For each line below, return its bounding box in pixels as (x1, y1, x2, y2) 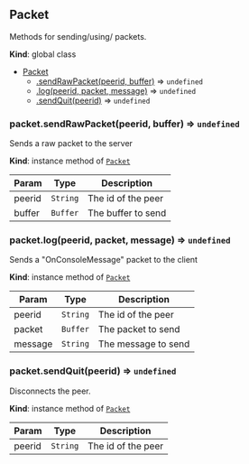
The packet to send (97, 323, 180, 336)
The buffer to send (87, 207, 167, 219)
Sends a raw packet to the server (9, 138, 134, 149)
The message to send (97, 338, 190, 350)
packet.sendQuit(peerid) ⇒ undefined (9, 365, 177, 377)
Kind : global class (9, 49, 77, 60)
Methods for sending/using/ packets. (9, 31, 147, 42)
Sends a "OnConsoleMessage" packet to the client (9, 255, 198, 265)
